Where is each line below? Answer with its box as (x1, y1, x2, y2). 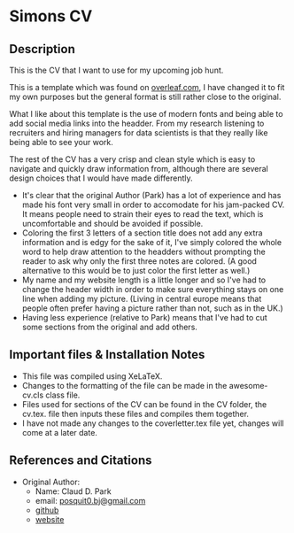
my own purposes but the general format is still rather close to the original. (9, 91, 282, 102)
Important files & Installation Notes (9, 347, 205, 362)
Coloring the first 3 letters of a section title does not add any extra (21, 228, 263, 238)
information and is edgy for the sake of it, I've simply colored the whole (21, 237, 282, 247)
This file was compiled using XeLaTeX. (21, 370, 163, 382)
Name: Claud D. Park (35, 485, 112, 497)
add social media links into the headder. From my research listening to (9, 118, 265, 128)
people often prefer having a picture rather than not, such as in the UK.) (21, 303, 283, 313)
